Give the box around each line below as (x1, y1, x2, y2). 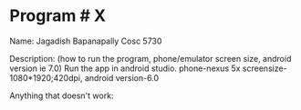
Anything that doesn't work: (9, 90, 114, 101)
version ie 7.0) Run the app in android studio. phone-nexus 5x (9, 63, 241, 74)
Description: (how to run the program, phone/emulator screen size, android (9, 53, 292, 64)
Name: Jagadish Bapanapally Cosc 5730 (9, 35, 162, 46)
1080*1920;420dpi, (9, 72, 84, 83)
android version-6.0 (84, 72, 160, 83)
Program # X (9, 5, 107, 26)
